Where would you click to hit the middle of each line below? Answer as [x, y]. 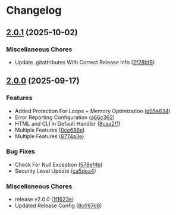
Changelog [34, 10]
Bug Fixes [21, 151]
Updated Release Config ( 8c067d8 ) [58, 205]
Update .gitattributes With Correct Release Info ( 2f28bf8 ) [85, 62]
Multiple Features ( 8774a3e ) [49, 136]
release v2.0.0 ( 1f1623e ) [44, 200]
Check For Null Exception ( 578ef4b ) [59, 164]
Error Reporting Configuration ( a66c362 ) [65, 117]
